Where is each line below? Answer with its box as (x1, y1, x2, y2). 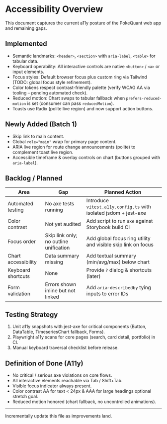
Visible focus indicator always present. (12, 383, 92, 389)
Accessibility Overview (5, 3, 103, 15)
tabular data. (12, 58, 39, 64)
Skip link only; (45, 232, 78, 239)
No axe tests (45, 200, 75, 207)
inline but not (45, 287, 76, 294)
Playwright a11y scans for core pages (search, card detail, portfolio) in (12, 334, 156, 340)
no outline (45, 238, 69, 245)
